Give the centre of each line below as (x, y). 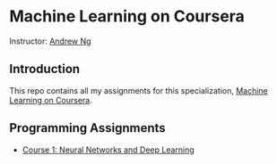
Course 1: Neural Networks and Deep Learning (108, 150)
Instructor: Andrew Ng (50, 41)
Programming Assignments (87, 128)
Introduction (45, 69)
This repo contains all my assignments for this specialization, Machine (139, 90)
